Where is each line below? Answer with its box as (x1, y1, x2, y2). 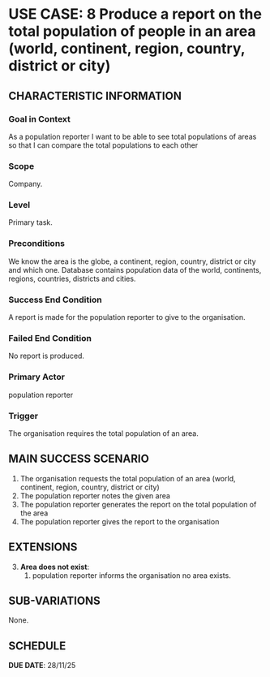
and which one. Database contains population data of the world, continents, (8, 265, 262, 274)
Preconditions (8, 238, 66, 249)
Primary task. (8, 218, 53, 227)
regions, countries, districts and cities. (8, 274, 136, 283)
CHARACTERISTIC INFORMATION (8, 88, 182, 102)
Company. (8, 179, 43, 189)
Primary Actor (8, 371, 65, 382)
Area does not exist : (19, 562, 90, 571)
